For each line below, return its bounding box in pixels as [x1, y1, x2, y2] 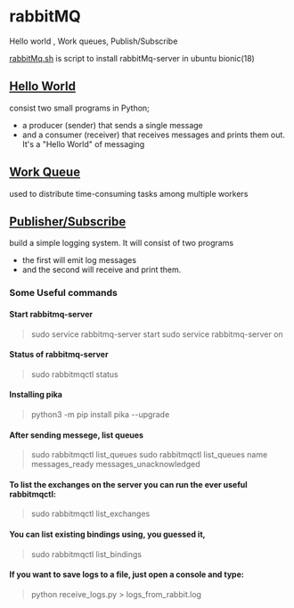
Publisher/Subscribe [9, 214, 127, 229]
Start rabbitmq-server [9, 308, 94, 319]
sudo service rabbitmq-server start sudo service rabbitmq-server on [30, 328, 283, 340]
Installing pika [9, 390, 62, 400]
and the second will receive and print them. [21, 265, 182, 275]
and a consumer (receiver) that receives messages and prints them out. [21, 129, 285, 140]
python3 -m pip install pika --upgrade [30, 408, 170, 420]
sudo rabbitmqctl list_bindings [30, 548, 143, 559]
